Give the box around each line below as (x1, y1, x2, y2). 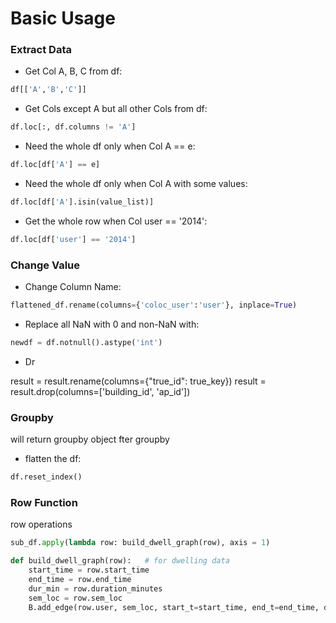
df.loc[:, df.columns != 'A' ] (10, 122, 137, 132)
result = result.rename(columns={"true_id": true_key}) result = (10, 375, 267, 387)
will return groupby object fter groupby (10, 433, 170, 446)
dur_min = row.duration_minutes (28, 583, 163, 594)
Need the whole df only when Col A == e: (24, 140, 196, 152)
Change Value (10, 258, 81, 272)
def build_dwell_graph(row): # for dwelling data (10, 556, 230, 566)
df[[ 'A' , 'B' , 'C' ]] (10, 85, 87, 95)
